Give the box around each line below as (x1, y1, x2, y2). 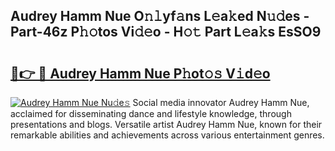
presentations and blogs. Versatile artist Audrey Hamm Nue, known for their (10, 119, 323, 130)
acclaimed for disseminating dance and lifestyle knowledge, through (10, 108, 292, 119)
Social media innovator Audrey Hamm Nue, (132, 97, 310, 108)
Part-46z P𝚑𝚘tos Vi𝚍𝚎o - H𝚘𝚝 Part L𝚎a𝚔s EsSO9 (10, 24, 322, 41)
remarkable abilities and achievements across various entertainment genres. (10, 129, 325, 141)
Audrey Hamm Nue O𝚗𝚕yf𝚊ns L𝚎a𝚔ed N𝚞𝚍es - (10, 8, 310, 25)
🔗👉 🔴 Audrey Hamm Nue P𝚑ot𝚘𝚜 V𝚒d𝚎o (10, 65, 271, 82)
